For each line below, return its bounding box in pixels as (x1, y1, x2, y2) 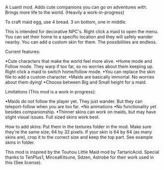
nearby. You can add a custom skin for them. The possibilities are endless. (5, 39, 157, 45)
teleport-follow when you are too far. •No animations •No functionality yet (5, 104, 157, 109)
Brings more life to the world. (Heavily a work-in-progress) (5, 9, 125, 15)
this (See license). (5, 160, 42, 165)
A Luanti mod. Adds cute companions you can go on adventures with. (5, 4, 148, 10)
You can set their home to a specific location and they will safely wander (5, 34, 153, 40)
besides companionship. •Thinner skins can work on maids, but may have (5, 109, 156, 115)
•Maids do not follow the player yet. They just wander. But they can (5, 98, 143, 104)
